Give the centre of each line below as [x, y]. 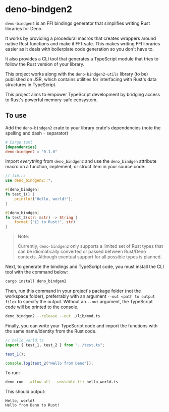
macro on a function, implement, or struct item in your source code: [75, 167]
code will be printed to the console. [42, 307]
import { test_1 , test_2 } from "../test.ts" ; [55, 345]
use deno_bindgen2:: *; [29, 181]
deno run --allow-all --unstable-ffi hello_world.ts [62, 382]
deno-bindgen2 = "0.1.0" [31, 152]
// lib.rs [16, 176]
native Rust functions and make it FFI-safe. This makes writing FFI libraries [83, 43]
